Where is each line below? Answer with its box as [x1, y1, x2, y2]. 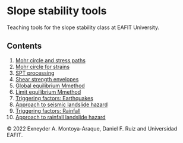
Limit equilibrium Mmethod [15, 88, 81, 96]
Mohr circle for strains [15, 63, 70, 70]
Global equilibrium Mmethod [15, 82, 85, 89]
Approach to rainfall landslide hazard [15, 113, 106, 120]
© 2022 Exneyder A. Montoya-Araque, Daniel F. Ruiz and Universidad [7, 125, 178, 132]
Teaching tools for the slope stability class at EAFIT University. [7, 24, 160, 31]
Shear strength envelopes [15, 75, 79, 82]
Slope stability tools [7, 4, 107, 18]
